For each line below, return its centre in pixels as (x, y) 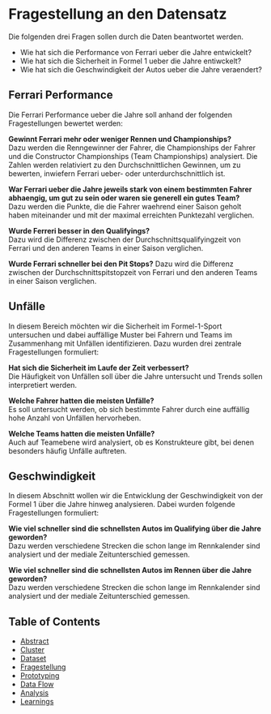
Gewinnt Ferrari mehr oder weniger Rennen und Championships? (120, 139)
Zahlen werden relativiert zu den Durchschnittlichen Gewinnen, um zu (125, 165)
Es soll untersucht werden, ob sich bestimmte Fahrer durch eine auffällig (129, 409)
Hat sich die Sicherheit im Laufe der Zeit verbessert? (99, 368)
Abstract (34, 641)
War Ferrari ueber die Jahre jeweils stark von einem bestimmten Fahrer (130, 189)
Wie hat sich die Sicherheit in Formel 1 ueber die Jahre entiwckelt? (131, 61)
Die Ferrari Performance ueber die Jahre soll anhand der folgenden (121, 114)
